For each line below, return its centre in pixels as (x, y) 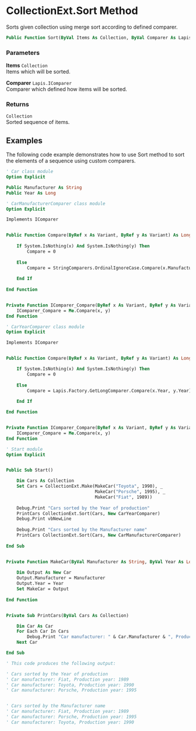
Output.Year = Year (40, 584)
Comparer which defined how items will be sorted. (66, 89)
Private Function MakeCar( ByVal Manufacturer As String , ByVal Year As (95, 562)
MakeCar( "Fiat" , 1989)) (124, 497)
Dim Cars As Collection (45, 481)
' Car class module (30, 172)
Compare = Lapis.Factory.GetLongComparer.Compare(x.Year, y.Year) (109, 391)
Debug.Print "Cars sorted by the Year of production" (83, 508)
